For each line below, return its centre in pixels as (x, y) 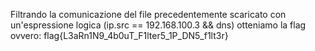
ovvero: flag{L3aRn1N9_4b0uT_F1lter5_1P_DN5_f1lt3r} (119, 35)
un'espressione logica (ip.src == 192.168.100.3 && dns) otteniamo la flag (158, 25)
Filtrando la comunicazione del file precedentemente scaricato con (148, 14)
